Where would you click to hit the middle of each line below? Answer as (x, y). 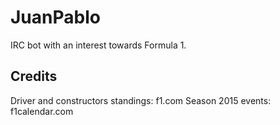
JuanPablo (55, 17)
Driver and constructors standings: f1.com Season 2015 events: (141, 100)
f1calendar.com (42, 111)
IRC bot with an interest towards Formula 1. (98, 45)
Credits (34, 76)
